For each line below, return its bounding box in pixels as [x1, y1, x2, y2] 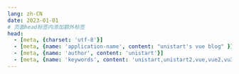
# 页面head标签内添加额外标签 [7, 23, 85, 30]
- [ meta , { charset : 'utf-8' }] [14, 37, 103, 44]
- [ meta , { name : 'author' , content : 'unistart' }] [14, 50, 164, 57]
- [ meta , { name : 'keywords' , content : [14, 56, 129, 63]
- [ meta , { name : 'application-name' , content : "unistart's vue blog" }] [14, 43, 234, 50]
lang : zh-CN [7, 10, 43, 18]
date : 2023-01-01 [7, 17, 59, 24]
